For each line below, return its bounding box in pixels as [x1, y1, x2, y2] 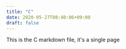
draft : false [6, 20, 39, 26]
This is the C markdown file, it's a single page [6, 36, 120, 44]
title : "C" [6, 8, 34, 15]
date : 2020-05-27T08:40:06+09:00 [6, 14, 91, 20]
